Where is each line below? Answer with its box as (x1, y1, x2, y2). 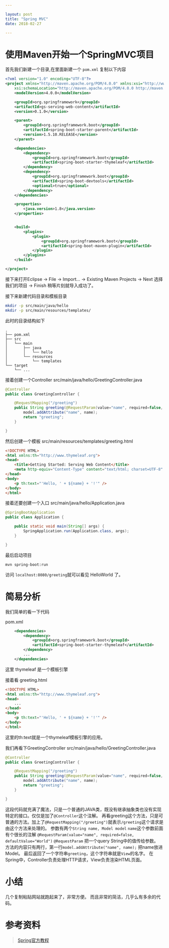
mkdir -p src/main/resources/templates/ (5, 308, 92, 313)
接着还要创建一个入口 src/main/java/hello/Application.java (5, 500, 125, 506)
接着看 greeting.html (5, 677, 48, 683)
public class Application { (5, 515, 64, 520)
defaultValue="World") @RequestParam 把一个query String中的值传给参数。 (5, 838, 158, 844)
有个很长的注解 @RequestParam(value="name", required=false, (5, 831, 134, 837)
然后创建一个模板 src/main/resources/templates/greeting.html (5, 438, 133, 444)
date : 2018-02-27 (5, 21, 42, 26)
